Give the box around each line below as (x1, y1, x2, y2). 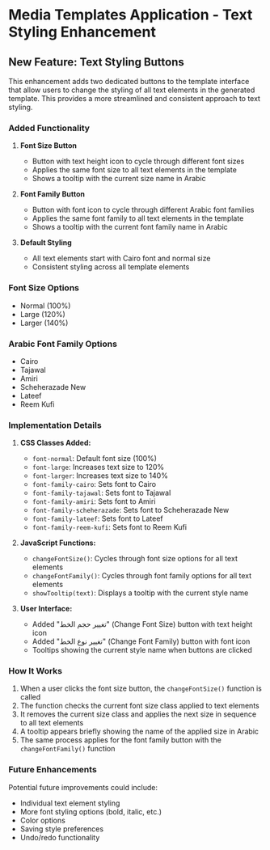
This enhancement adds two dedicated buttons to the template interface (8, 77, 250, 86)
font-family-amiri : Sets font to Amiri (32, 497, 156, 506)
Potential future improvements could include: (8, 782, 158, 792)
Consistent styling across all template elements (32, 262, 190, 272)
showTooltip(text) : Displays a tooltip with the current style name (32, 588, 249, 598)
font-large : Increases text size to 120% (32, 463, 164, 472)
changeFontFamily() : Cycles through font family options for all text (32, 571, 252, 581)
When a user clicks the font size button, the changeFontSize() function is (19, 683, 263, 693)
